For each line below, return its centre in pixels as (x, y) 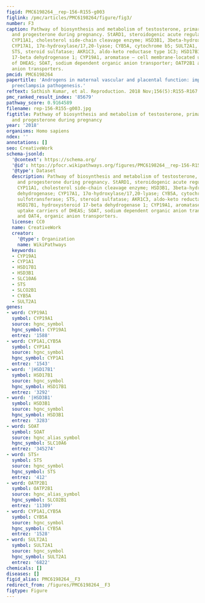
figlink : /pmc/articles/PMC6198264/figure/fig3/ (69, 18)
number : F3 (20, 23)
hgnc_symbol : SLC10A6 (39, 443)
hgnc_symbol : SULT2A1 (39, 557)
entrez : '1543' (31, 364)
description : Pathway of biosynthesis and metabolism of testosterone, (105, 177)
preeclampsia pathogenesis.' (49, 86)
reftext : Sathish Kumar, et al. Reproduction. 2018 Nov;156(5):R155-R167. (103, 92)
